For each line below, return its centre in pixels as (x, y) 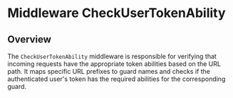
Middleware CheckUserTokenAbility (116, 13)
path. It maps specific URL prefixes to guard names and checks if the (109, 71)
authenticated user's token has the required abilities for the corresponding (116, 79)
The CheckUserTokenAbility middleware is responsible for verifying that (112, 56)
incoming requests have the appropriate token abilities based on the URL (114, 64)
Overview (30, 39)
